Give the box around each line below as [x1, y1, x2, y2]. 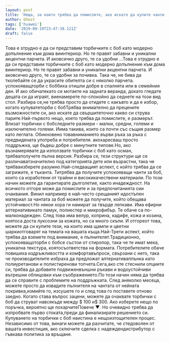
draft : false [5, 31, 33, 36]
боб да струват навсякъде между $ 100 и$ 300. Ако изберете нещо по [5, 299, 158, 305]
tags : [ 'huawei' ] [5, 21, 42, 27]
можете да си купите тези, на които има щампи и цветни [5, 223, 129, 229]
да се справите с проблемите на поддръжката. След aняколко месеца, [5, 277, 161, 283]
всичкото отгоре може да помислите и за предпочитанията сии [5, 185, 144, 191]
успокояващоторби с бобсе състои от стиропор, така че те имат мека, [5, 239, 159, 245]
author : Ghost [5, 17, 36, 22]
